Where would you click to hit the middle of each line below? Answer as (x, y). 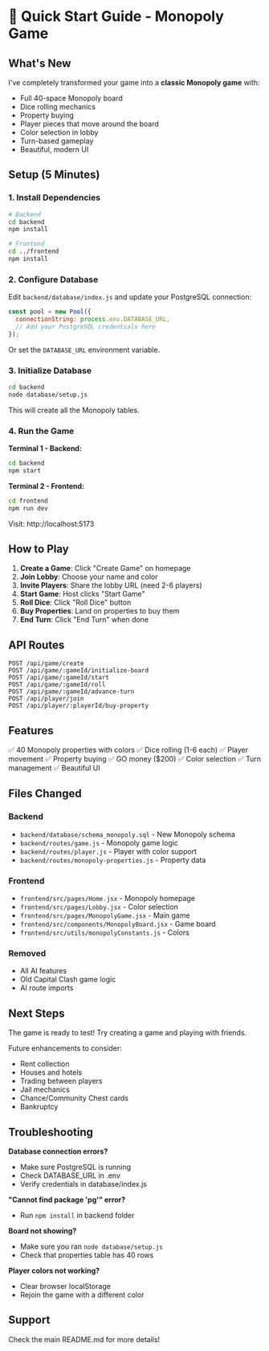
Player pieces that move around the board (89, 124)
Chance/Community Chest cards (74, 1098)
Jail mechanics (45, 1089)
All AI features (43, 971)
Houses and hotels (51, 1072)
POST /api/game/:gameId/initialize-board (79, 671)
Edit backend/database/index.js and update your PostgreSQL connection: (130, 297)
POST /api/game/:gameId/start (59, 678)
